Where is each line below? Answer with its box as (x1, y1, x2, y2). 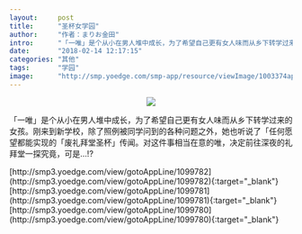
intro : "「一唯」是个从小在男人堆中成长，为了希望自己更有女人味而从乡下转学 (9, 38, 283, 48)
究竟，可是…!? (40, 148, 94, 158)
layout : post (9, 13, 75, 22)
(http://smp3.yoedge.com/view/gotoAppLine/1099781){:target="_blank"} (9, 194, 278, 205)
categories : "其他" (9, 55, 80, 64)
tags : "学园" (9, 64, 80, 73)
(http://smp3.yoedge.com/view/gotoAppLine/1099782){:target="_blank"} (9, 175, 280, 186)
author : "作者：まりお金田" (9, 30, 120, 39)
